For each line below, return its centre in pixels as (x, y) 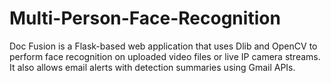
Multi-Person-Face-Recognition (145, 18)
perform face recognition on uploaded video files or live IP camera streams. (165, 56)
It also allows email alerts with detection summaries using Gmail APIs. (152, 67)
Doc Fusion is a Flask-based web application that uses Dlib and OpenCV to (163, 46)
